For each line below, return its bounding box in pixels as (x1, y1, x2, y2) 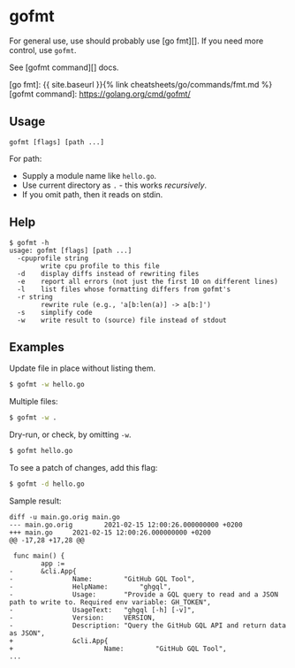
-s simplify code (17, 308, 93, 317)
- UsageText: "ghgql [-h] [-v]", (9, 605, 196, 614)
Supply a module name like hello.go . (21, 170, 157, 180)
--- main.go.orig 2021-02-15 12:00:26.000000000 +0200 (9, 520, 243, 529)
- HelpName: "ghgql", (9, 582, 172, 591)
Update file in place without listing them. (9, 363, 156, 373)
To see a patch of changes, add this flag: (9, 463, 158, 472)
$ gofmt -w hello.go (9, 380, 86, 389)
